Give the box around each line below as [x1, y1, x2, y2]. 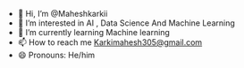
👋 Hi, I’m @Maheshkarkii [17, 9, 108, 19]
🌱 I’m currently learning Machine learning [17, 27, 170, 37]
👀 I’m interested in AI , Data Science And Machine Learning [17, 18, 235, 28]
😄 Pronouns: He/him [17, 49, 96, 60]
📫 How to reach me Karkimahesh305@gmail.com [17, 37, 203, 48]
